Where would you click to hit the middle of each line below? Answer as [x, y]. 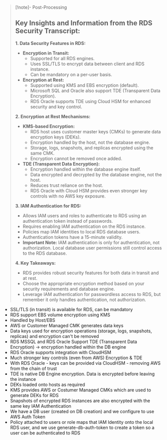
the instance [23, 379]
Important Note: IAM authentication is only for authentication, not [91, 242]
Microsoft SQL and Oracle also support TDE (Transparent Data [95, 90]
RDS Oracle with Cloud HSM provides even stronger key [89, 190]
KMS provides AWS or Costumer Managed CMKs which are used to [80, 390]
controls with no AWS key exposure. [68, 196]
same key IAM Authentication [41, 406]
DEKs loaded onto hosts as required [47, 384]
